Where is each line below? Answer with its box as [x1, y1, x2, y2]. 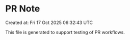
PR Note [5, 3, 40, 14]
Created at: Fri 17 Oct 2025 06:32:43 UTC [5, 19, 93, 25]
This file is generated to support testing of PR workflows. [5, 29, 125, 35]
